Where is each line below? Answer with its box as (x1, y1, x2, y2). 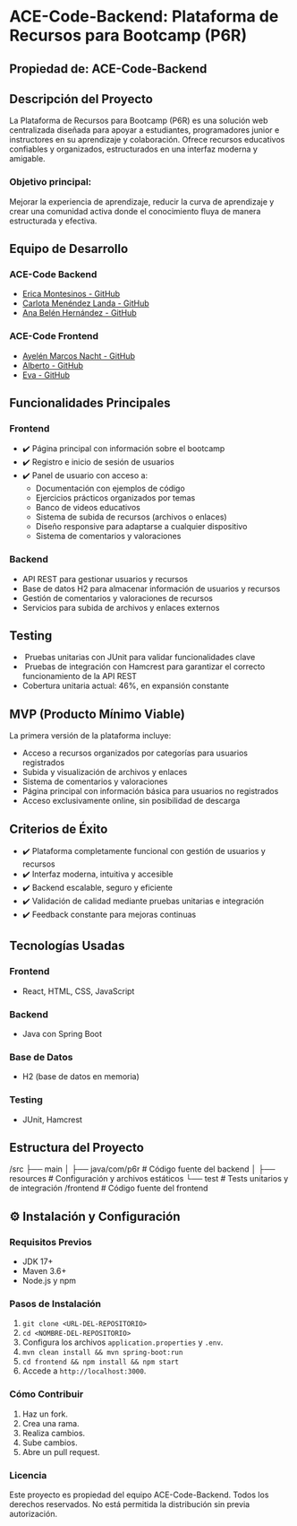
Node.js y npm (21, 1276, 77, 1286)
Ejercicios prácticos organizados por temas (35, 493, 196, 503)
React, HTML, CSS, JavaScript (21, 985, 135, 997)
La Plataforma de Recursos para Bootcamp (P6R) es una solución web (9, 115, 268, 126)
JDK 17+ (21, 1256, 54, 1267)
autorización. (9, 1509, 58, 1520)
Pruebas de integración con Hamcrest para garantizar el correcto (24, 661, 266, 672)
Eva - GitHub (21, 370, 70, 380)
